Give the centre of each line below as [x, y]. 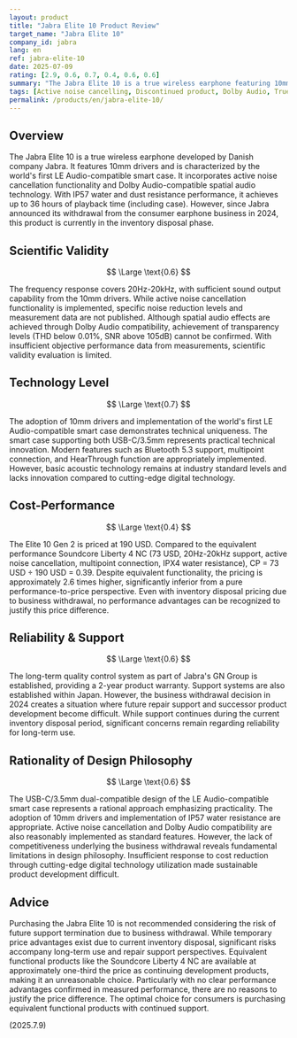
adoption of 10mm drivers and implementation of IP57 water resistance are [145, 818]
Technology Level [59, 383]
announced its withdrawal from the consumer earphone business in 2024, [144, 213]
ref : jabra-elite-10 [47, 58]
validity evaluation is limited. [61, 355]
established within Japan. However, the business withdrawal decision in [140, 695]
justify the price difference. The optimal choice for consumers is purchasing [147, 999]
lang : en [25, 50]
